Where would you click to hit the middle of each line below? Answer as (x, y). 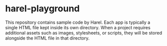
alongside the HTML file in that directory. (47, 38)
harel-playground (43, 9)
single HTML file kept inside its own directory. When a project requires (78, 27)
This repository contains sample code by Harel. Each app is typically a (78, 22)
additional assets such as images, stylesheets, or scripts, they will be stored (83, 33)
